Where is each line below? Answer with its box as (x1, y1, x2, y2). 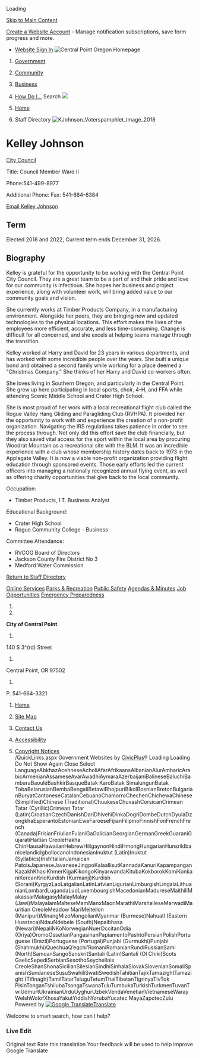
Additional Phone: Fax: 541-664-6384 (6, 191, 99, 198)
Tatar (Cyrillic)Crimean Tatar (14, 804, 84, 812)
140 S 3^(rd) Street (6, 644, 52, 651)
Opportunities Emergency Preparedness (6, 591, 105, 598)
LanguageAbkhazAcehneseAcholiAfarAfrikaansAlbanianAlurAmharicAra (14, 766, 191, 773)
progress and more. (6, 35, 55, 41)
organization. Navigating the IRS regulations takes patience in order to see (6, 422, 188, 430)
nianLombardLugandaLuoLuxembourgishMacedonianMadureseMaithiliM (14, 887, 193, 894)
